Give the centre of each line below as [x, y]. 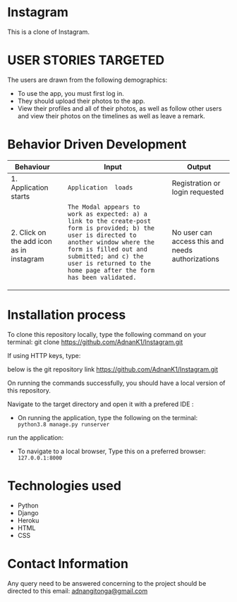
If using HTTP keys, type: [44, 355]
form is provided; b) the [111, 228]
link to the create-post [110, 221]
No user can [192, 232]
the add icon [32, 241]
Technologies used [65, 485]
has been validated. [102, 277]
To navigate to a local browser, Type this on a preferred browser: [111, 451]
